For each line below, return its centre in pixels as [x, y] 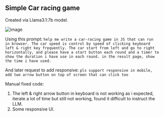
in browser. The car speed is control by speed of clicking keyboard [78, 44]
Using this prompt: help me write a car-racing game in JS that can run [79, 39]
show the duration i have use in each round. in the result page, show [80, 57]
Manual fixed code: [25, 84]
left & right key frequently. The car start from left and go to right [80, 48]
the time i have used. [28, 61]
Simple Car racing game [42, 8]
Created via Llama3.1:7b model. [37, 20]
